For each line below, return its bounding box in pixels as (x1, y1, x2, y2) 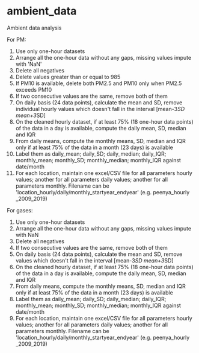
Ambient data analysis (7, 24, 62, 31)
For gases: (7, 206, 33, 214)
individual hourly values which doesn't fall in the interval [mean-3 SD (15, 105, 185, 112)
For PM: (7, 36, 26, 43)
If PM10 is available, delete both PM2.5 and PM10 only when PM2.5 (15, 80, 182, 87)
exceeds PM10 (15, 86, 52, 93)
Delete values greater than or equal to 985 (15, 73, 121, 80)
